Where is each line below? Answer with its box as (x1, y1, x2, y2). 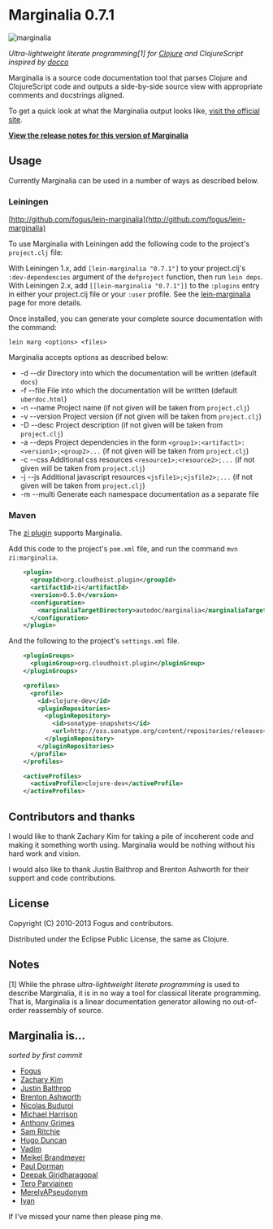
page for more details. (8, 298, 83, 308)
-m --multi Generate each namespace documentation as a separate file (19, 489, 260, 499)
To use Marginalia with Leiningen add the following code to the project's (8, 239, 250, 249)
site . (8, 114, 23, 124)
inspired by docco (8, 57, 69, 67)
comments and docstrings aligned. (8, 90, 124, 99)
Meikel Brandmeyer (19, 1152, 86, 1162)
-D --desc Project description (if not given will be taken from (19, 420, 223, 430)
